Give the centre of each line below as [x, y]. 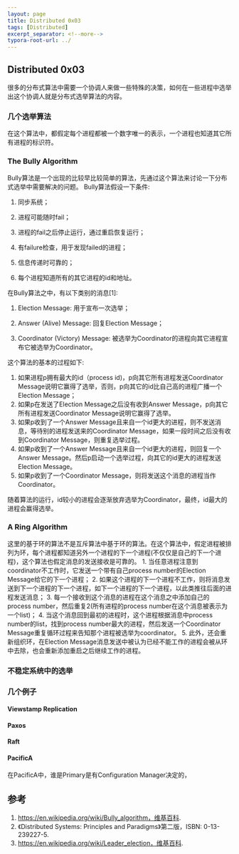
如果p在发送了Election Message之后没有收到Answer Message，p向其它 [123, 404]
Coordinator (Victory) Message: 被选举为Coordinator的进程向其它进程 [119, 338]
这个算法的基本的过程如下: [46, 362]
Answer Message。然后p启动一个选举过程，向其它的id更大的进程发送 [119, 458]
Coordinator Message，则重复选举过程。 [84, 440]
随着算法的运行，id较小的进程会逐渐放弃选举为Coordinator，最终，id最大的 [117, 499]
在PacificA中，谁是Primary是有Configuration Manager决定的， [99, 775]
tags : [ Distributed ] [38, 27]
